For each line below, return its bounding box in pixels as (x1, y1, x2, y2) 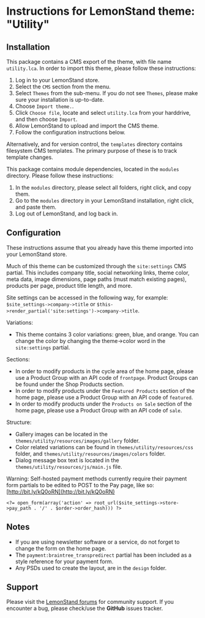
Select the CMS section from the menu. (15, 83, 111, 90)
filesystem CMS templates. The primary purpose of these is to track (6, 147, 177, 154)
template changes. (6, 153, 53, 161)
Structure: (6, 419, 32, 426)
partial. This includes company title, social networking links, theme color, (6, 269, 190, 276)
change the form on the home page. (15, 544, 106, 552)
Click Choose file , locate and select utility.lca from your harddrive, (15, 109, 191, 116)
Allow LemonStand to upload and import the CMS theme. (15, 122, 159, 129)
